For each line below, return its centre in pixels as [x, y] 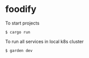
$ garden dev [19, 50]
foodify [21, 9]
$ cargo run [18, 32]
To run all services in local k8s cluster [45, 41]
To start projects [22, 23]
